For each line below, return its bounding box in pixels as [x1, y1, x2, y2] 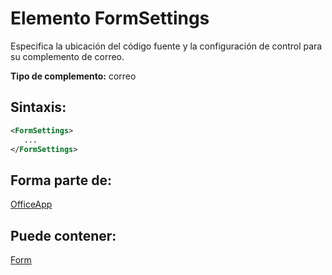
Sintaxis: [10, 99, 67, 116]
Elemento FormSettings [10, 7, 210, 30]
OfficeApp [10, 198, 53, 211]
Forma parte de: [10, 172, 112, 189]
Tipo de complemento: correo [10, 70, 137, 82]
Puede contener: [10, 227, 117, 244]
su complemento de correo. [10, 50, 125, 62]
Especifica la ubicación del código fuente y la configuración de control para [10, 40, 323, 52]
